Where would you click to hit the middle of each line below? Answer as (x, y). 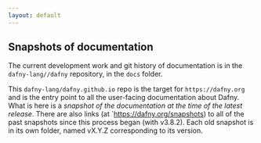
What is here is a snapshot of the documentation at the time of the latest (125, 105)
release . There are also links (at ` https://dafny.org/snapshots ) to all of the (126, 114)
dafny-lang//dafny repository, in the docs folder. (85, 74)
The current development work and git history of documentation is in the (125, 66)
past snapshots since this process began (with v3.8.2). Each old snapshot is (131, 123)
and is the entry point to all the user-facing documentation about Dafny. (124, 98)
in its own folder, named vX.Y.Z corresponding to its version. (105, 130)
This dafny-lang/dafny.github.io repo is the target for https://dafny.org (127, 89)
